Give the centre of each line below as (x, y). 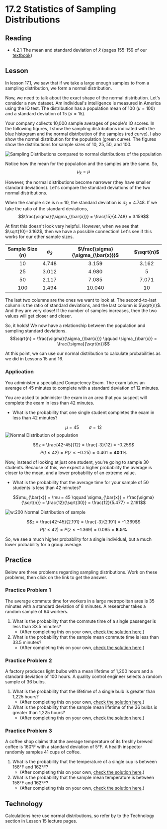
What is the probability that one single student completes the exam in (83, 412)
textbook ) (22, 55)
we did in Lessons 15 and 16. (34, 359)
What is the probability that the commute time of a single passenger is (84, 621)
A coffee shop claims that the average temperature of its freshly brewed (79, 742)
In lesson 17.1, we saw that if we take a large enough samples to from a (77, 83)
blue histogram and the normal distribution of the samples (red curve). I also (83, 134)
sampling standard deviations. (36, 331)
